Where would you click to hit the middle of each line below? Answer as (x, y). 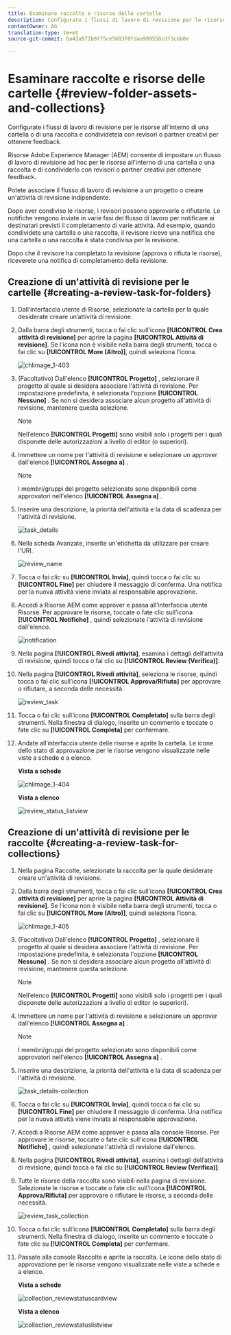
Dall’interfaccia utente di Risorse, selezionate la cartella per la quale (113, 309)
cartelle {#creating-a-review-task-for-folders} (110, 293)
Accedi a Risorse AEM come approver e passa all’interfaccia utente (112, 605)
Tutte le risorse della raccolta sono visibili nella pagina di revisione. (112, 1181)
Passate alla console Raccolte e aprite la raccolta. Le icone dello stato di (120, 1257)
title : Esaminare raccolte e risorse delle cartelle (85, 13)
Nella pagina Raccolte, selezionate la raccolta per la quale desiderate (115, 870)
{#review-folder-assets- (126, 94)
